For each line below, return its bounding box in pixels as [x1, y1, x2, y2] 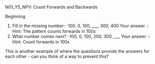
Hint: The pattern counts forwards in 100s [12, 29, 96, 34]
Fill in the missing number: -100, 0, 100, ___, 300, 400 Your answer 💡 [12, 23, 150, 29]
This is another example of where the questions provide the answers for [5, 48, 150, 54]
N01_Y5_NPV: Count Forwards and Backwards [5, 4, 98, 10]
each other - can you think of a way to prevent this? [5, 53, 109, 59]
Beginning [5, 14, 26, 19]
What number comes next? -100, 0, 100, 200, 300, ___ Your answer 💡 [12, 33, 151, 39]
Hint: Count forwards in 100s [12, 39, 70, 45]
